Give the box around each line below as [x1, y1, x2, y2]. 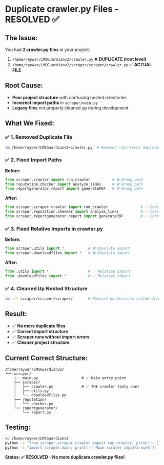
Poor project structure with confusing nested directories [12, 94, 127, 100]
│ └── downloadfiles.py [14, 392, 67, 398]
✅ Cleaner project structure [12, 339, 70, 345]
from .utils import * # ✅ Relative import [5, 269, 131, 274]
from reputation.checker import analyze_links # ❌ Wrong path [5, 181, 143, 187]
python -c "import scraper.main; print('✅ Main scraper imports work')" [5, 445, 157, 450]
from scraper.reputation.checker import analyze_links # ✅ [5, 209, 148, 214]
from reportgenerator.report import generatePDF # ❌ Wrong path [5, 186, 143, 191]
